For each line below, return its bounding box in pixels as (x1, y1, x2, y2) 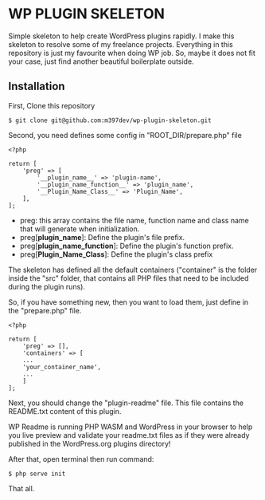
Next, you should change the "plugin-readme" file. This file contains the (8, 398, 244, 407)
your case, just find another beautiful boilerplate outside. (8, 57, 194, 66)
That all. (8, 483, 35, 493)
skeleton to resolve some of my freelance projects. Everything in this (8, 39, 233, 49)
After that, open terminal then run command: (8, 454, 154, 463)
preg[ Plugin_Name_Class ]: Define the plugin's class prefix (19, 249, 213, 259)
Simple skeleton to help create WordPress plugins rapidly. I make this (8, 31, 235, 41)
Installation (8, 80, 65, 93)
